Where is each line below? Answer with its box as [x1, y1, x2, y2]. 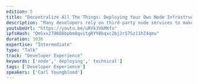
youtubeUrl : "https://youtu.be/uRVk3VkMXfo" [6, 25, 117, 31]
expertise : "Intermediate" [6, 42, 72, 48]
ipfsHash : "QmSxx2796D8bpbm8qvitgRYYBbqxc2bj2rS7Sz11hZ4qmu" [6, 31, 160, 37]
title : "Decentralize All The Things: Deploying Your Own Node [6, 14, 165, 20]
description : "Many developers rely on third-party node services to [6, 20, 181, 25]
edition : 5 [6, 8, 33, 15]
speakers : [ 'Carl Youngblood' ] [6, 69, 83, 75]
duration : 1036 [6, 36, 44, 42]
